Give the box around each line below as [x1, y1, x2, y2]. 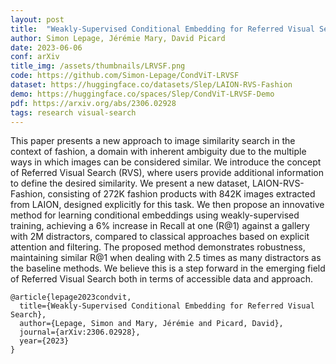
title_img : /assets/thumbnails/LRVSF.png [10, 61, 186, 71]
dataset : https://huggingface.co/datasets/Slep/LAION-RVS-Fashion [10, 80, 293, 90]
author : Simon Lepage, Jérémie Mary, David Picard [10, 33, 226, 43]
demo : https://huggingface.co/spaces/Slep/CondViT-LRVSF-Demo [10, 89, 275, 99]
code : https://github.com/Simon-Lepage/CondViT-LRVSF [10, 71, 240, 81]
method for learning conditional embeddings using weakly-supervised [10, 209, 300, 221]
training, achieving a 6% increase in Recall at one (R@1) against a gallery [10, 220, 310, 232]
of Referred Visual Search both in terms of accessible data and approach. [10, 273, 313, 285]
